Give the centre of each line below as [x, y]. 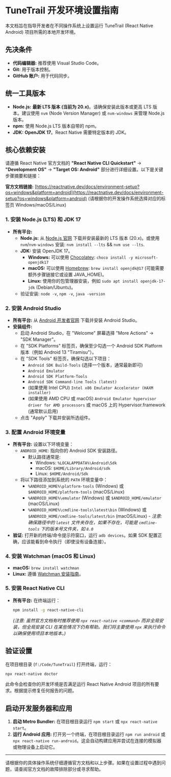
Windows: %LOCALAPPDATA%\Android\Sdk [76, 463]
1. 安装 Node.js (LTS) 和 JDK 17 [43, 219]
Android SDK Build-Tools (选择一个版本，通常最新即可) [85, 365]
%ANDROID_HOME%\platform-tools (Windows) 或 [76, 486]
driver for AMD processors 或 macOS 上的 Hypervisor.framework [97, 405]
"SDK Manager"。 [39, 339]
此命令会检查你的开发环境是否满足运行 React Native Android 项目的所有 [80, 684]
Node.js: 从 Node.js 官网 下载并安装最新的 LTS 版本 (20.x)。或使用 [90, 238]
